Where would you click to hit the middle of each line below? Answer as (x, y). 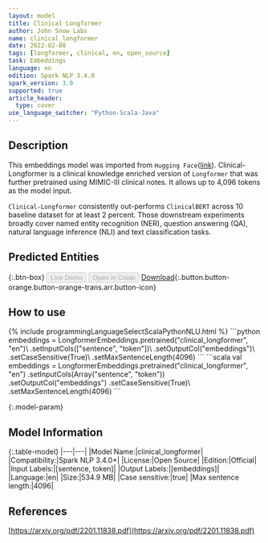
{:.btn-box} (27, 277)
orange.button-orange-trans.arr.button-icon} (82, 287)
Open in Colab (114, 277)
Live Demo (67, 277)
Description (38, 146)
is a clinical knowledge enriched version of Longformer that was (154, 173)
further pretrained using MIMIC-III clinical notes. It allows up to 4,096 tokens (134, 182)
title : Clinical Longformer (55, 23)
